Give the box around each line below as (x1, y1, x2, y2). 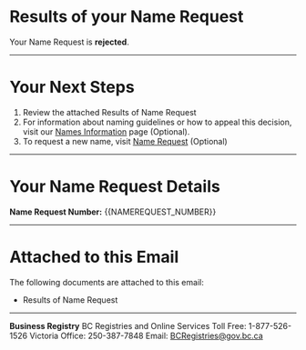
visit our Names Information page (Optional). (22, 125, 190, 137)
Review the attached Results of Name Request (22, 106, 198, 117)
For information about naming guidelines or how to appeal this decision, (22, 116, 292, 127)
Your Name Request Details (9, 176, 220, 197)
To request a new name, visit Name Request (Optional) (22, 135, 228, 146)
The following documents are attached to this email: (9, 276, 205, 287)
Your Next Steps (9, 77, 135, 97)
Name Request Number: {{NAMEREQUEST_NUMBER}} (9, 206, 217, 217)
